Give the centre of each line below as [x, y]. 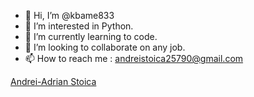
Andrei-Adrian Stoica [53, 81]
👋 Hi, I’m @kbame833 [69, 15]
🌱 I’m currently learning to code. [91, 36]
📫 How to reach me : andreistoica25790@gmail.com [134, 58]
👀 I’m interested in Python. [79, 26]
